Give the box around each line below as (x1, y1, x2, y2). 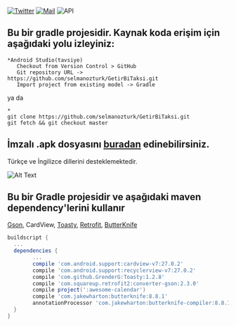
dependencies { (13, 247, 58, 254)
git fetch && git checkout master (7, 119, 109, 126)
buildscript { (7, 234, 49, 242)
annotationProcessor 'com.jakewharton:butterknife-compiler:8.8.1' (32, 299, 234, 307)
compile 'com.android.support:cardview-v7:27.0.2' (32, 260, 184, 267)
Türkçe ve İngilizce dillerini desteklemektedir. (7, 157, 138, 165)
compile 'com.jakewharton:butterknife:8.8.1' (32, 293, 169, 300)
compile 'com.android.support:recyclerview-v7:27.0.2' (32, 267, 197, 274)
